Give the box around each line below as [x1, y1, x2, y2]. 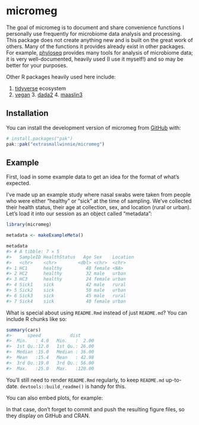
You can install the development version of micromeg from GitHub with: [6, 124, 181, 131]
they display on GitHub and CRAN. [6, 412, 90, 419]
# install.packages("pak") [6, 136, 73, 141]
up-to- [165, 376, 182, 383]
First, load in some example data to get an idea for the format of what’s [6, 174, 179, 181]
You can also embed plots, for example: [6, 394, 103, 401]
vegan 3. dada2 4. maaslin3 [14, 91, 83, 98]
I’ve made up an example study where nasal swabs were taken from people [6, 191, 191, 199]
